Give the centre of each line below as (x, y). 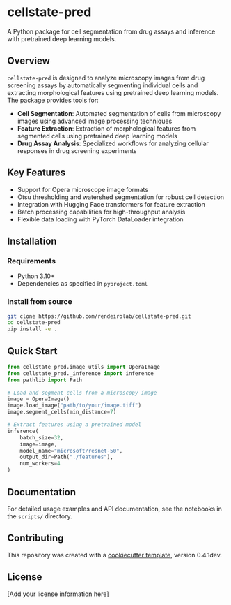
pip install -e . (32, 329)
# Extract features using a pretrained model (74, 425)
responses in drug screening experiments (77, 150)
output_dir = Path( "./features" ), (66, 457)
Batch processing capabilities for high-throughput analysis (101, 212)
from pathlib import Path (45, 380)
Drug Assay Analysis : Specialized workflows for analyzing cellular (113, 143)
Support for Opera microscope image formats (82, 189)
